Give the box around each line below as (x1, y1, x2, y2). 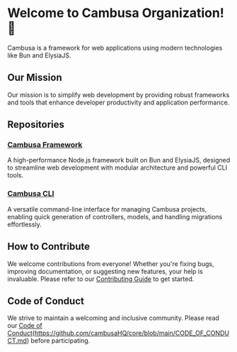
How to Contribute (7, 241, 91, 253)
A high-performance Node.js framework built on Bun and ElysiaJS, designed (7, 156, 231, 165)
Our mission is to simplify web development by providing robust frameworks (7, 90, 230, 99)
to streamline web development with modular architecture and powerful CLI (7, 163, 228, 172)
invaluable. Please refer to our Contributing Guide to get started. (7, 275, 195, 283)
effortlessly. (7, 220, 42, 229)
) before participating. (26, 336, 91, 345)
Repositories (7, 119, 65, 131)
